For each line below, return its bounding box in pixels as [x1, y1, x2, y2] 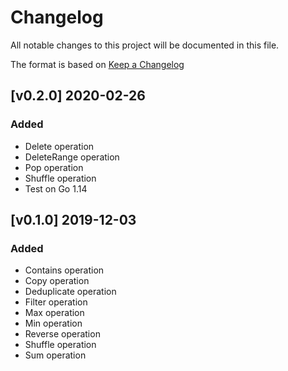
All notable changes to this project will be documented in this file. [10, 39, 280, 51]
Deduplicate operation [24, 286, 117, 298]
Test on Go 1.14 [24, 182, 88, 195]
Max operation [24, 307, 85, 319]
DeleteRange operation [24, 151, 120, 163]
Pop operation [24, 161, 84, 173]
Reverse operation [24, 328, 101, 340]
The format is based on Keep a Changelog [10, 58, 185, 70]
